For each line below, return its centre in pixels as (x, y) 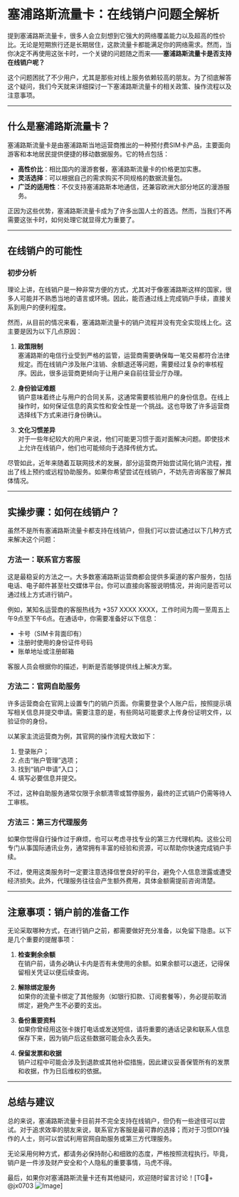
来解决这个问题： (32, 539)
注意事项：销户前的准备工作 (68, 912)
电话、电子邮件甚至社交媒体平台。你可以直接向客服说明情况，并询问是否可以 (119, 585)
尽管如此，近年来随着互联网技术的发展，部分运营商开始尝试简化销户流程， (116, 463)
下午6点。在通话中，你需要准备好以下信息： (94, 618)
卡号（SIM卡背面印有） (52, 633)
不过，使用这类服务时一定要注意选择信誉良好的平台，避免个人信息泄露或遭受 (119, 872)
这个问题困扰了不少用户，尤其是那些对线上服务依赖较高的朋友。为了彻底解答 (119, 77)
